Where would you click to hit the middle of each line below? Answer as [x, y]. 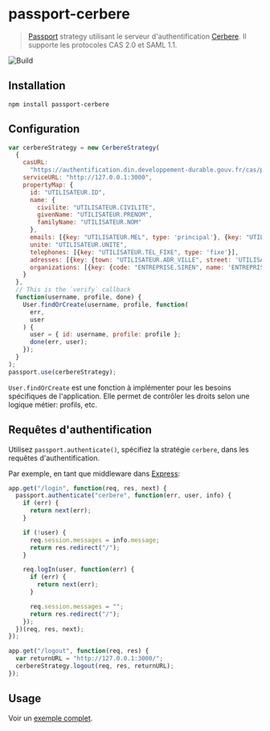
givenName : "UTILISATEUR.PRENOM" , [95, 215]
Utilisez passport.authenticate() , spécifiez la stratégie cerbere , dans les [129, 449]
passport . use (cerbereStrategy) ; [62, 372]
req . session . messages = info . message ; [94, 540]
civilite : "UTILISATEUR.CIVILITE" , [97, 207]
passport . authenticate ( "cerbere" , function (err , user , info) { [123, 496]
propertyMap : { [48, 185]
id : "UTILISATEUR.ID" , [67, 192]
